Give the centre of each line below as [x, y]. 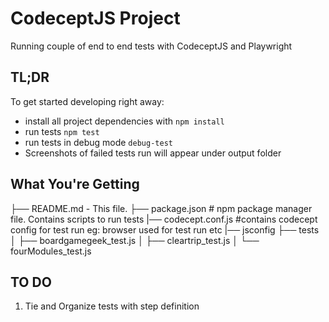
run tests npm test [62, 131]
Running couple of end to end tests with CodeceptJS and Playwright [151, 46]
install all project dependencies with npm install [124, 121]
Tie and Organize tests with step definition [112, 306]
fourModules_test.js [51, 251]
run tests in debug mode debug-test [98, 142]
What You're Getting [75, 184]
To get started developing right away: [87, 101]
